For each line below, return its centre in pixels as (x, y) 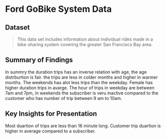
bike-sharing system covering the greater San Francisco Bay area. (85, 45)
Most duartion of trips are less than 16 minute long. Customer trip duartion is (83, 126)
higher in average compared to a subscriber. (50, 131)
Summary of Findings (39, 60)
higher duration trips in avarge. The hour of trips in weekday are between (80, 88)
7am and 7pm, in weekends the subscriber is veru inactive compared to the (82, 93)
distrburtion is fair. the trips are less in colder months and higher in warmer (82, 77)
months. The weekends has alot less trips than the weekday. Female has (79, 82)
